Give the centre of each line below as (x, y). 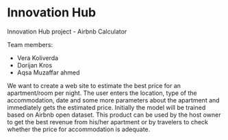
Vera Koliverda (38, 58)
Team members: (30, 44)
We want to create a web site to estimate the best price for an (94, 85)
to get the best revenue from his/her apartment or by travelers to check (108, 122)
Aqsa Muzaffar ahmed (48, 72)
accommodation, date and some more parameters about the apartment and (114, 100)
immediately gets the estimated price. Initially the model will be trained (106, 107)
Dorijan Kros (35, 65)
